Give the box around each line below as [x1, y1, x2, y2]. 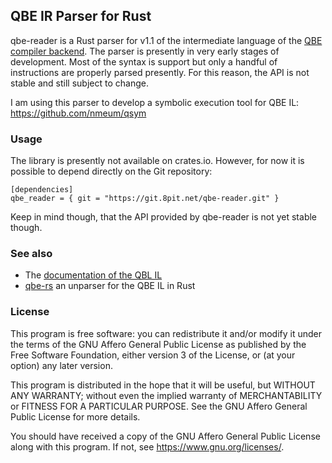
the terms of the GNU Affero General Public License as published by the [10, 338, 307, 350]
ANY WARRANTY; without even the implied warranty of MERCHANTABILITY [10, 389, 323, 401]
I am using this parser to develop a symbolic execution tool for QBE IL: [10, 96, 300, 108]
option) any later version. [10, 359, 113, 371]
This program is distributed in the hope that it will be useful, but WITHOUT [10, 379, 316, 391]
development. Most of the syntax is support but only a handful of [10, 55, 278, 68]
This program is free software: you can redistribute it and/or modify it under [10, 327, 322, 339]
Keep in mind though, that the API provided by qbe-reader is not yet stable [10, 211, 318, 223]
